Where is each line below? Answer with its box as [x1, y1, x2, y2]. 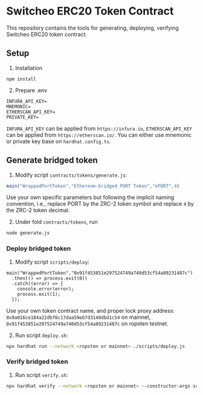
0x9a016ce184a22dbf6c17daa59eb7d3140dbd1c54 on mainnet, [6, 313, 151, 321]
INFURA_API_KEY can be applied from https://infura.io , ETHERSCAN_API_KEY [6, 125, 192, 132]
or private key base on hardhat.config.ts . [6, 137, 111, 145]
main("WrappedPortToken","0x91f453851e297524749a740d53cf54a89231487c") [6, 270, 193, 276]
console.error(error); [17, 286, 74, 292]
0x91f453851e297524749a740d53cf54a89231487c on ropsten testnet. [6, 319, 169, 327]
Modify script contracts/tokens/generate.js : [14, 171, 127, 178]
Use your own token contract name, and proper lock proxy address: [6, 307, 175, 314]
